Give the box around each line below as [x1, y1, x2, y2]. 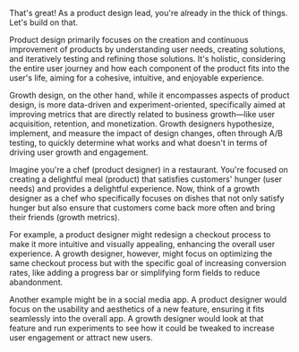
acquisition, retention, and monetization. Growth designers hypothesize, [9, 118, 275, 129]
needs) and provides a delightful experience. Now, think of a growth [9, 184, 260, 193]
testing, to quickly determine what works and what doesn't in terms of [9, 138, 268, 148]
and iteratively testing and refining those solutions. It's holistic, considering [9, 54, 286, 64]
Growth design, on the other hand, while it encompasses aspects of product [9, 90, 290, 100]
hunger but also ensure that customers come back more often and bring [9, 202, 276, 213]
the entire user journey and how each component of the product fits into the [9, 63, 290, 73]
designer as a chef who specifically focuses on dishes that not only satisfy [9, 193, 285, 203]
